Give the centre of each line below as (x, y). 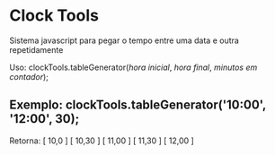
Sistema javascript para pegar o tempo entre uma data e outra (124, 40)
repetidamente (36, 49)
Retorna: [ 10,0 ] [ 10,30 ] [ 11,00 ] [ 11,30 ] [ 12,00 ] (102, 141)
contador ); (29, 76)
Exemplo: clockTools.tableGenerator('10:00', (138, 105)
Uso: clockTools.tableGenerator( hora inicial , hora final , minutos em (133, 67)
